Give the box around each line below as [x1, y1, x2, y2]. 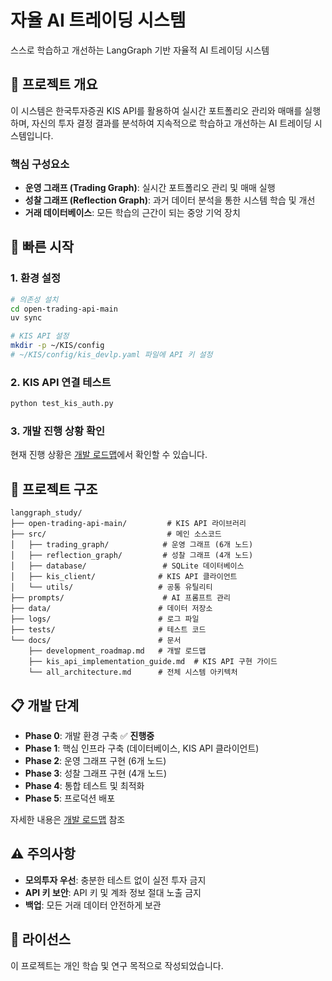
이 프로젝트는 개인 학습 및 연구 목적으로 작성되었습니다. [10, 959, 224, 971]
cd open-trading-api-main [10, 304, 118, 314]
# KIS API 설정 [10, 331, 70, 341]
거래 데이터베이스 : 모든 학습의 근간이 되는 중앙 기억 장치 [24, 207, 241, 219]
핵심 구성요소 [10, 157, 70, 171]
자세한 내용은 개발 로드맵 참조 [10, 814, 126, 826]
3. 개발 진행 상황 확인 [10, 424, 106, 438]
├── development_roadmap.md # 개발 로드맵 [28, 646, 207, 656]
